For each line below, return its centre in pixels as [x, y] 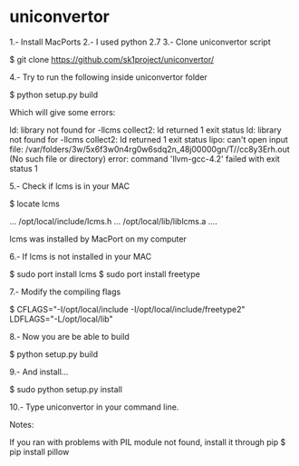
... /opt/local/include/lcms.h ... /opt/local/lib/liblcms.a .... [113, 221]
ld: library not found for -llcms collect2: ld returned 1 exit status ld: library [146, 130]
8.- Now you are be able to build [69, 336]
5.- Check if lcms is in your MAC [69, 186]
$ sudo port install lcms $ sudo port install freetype [105, 273]
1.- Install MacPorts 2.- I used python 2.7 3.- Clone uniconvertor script [140, 42]
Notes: [22, 424]
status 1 [24, 168]
